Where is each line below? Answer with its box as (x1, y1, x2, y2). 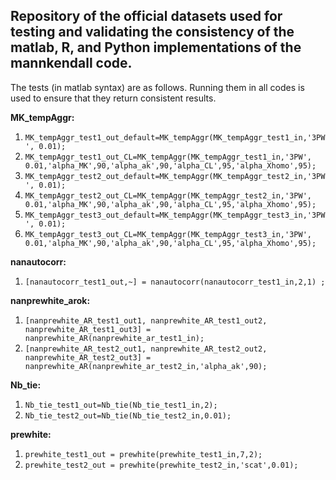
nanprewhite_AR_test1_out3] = (24, 324, 152, 334)
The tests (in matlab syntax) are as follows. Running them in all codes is (10, 81, 305, 93)
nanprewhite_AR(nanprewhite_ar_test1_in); (24, 333, 205, 343)
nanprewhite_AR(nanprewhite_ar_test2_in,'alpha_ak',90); (24, 361, 268, 371)
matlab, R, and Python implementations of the (10, 39, 302, 56)
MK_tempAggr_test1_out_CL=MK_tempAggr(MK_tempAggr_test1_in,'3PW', (24, 152, 312, 162)
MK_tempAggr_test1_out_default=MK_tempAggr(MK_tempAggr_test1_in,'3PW (24, 132, 326, 143)
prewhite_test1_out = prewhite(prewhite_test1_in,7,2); (24, 449, 263, 459)
